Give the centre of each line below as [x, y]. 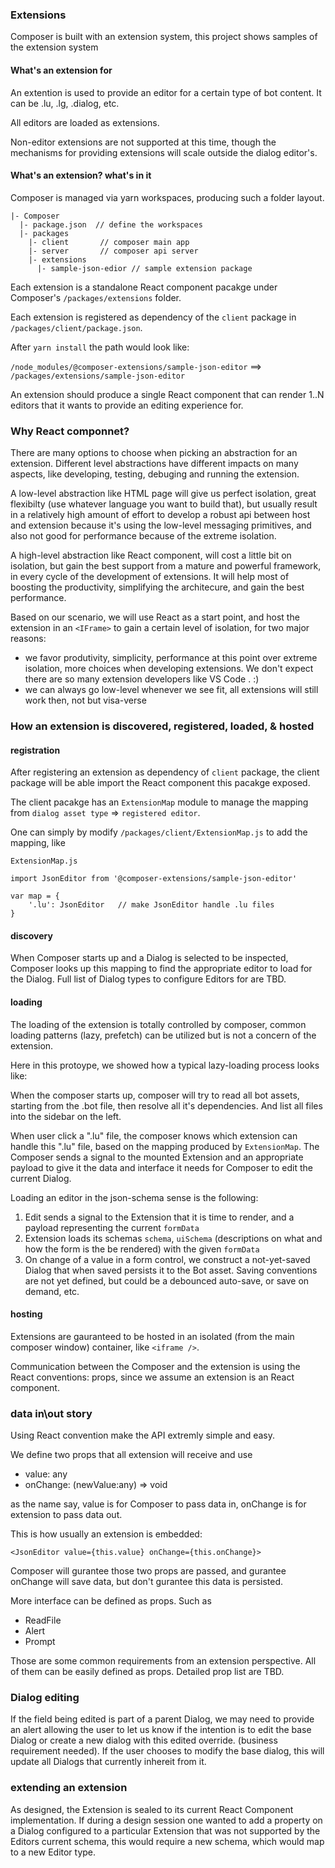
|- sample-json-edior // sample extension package [144, 268]
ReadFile [43, 1620]
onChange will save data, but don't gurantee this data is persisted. [147, 1582]
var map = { [35, 896]
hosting [26, 1314]
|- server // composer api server [113, 251]
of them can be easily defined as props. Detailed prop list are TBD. [147, 1672]
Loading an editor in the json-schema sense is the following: [134, 1197]
